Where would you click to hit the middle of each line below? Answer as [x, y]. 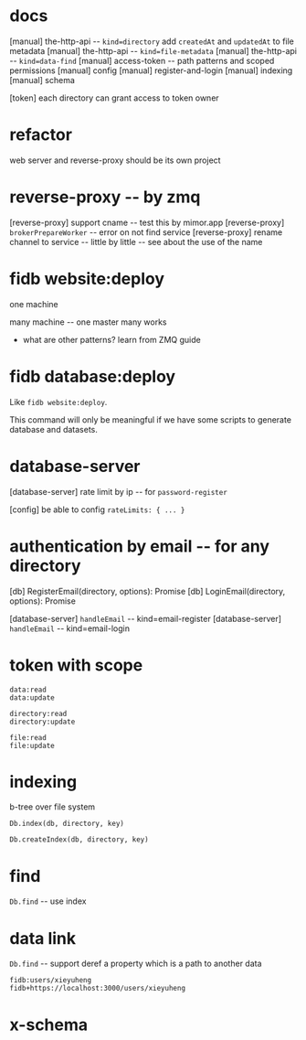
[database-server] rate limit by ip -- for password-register [119, 491]
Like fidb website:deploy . [58, 402]
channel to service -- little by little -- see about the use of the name [136, 241]
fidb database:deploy [93, 376]
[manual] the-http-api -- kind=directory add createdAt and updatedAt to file [152, 41]
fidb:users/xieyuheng [51, 981]
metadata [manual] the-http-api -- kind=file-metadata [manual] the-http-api [153, 50]
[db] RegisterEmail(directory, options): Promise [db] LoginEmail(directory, [148, 591]
